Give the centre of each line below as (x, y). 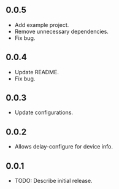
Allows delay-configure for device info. (63, 147)
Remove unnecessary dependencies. (61, 31)
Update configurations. (44, 112)
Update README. (37, 72)
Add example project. (42, 25)
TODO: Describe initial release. (53, 181)
